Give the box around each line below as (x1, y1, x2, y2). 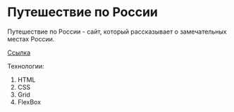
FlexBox (17, 97, 41, 106)
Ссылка (7, 48, 31, 57)
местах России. (7, 34, 55, 43)
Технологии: (7, 62, 44, 70)
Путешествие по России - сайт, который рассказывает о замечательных (7, 27, 227, 36)
